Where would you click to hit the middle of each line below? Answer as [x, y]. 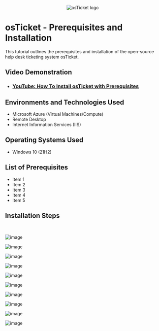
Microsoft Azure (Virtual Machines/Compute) [58, 114]
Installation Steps [32, 216]
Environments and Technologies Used [65, 102]
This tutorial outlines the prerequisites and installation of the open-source [79, 51]
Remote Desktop [29, 119]
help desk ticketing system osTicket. [42, 57]
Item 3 [19, 190]
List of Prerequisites [37, 167]
